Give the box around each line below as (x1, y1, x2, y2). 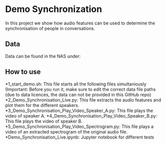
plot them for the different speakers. (5, 102, 80, 108)
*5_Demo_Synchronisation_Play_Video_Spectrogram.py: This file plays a (5, 123, 154, 129)
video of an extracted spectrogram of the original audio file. (5, 128, 128, 134)
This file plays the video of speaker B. (5, 118, 83, 124)
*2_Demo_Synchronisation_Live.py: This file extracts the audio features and (5, 96, 161, 103)
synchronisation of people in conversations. (5, 25, 95, 31)
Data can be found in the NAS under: (5, 53, 81, 59)
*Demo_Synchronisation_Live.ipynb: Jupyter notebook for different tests (5, 134, 155, 140)
